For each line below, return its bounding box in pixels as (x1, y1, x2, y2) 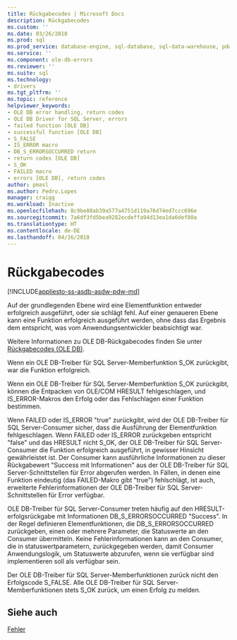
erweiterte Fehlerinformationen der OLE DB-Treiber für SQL (7, 483, 180, 492)
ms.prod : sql (7, 37, 46, 44)
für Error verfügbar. (48, 491, 105, 499)
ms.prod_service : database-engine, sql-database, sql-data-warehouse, (7, 43, 219, 50)
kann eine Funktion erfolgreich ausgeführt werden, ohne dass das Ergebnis (7, 316, 226, 325)
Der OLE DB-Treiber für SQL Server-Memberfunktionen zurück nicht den (7, 571, 219, 579)
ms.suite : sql (7, 69, 49, 76)
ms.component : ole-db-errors (7, 57, 93, 64)
